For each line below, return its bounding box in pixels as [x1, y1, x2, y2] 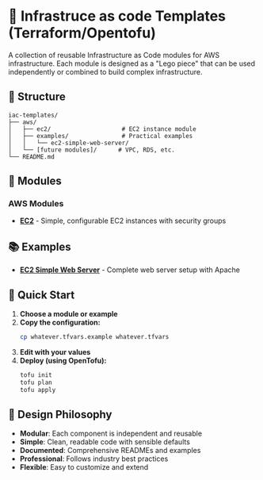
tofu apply [19, 386, 56, 394]
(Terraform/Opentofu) [8, 24, 156, 42]
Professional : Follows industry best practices [19, 454, 169, 463]
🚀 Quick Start [8, 288, 75, 301]
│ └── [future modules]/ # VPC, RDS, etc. [8, 146, 176, 154]
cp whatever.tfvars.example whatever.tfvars [19, 333, 170, 341]
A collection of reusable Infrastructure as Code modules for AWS [8, 50, 220, 60]
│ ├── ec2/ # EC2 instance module [8, 125, 196, 133]
